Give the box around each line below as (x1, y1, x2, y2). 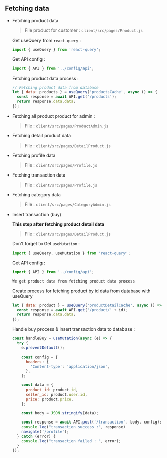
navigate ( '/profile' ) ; (21, 429, 69, 434)
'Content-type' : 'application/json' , (30, 364, 110, 369)
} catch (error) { (17, 434, 56, 439)
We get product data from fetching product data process (12, 278, 135, 284)
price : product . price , (25, 397, 74, 402)
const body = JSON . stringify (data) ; (21, 410, 99, 415)
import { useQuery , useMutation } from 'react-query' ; (12, 251, 131, 256)
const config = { (21, 355, 58, 360)
